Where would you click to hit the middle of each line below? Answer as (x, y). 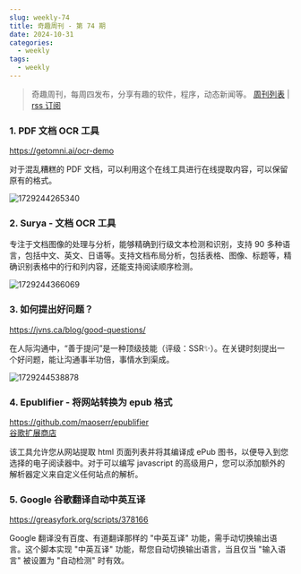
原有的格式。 (33, 181)
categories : (31, 43)
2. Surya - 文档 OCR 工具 (63, 223)
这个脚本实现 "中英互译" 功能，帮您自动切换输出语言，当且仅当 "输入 (151, 549)
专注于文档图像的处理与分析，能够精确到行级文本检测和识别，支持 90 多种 (146, 244)
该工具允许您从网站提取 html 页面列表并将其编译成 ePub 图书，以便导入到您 (149, 452)
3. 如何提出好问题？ (52, 310)
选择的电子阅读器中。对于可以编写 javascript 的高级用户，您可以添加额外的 (147, 463)
